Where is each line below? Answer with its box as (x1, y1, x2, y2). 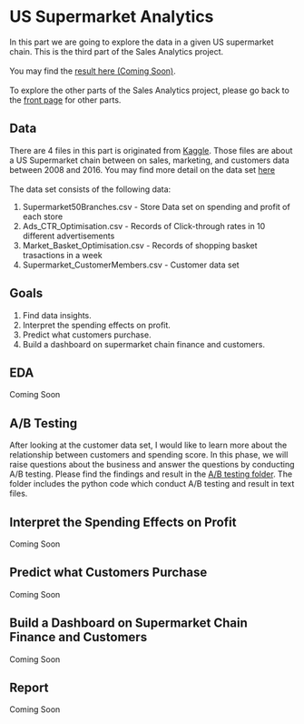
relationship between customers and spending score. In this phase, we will (9, 449, 289, 460)
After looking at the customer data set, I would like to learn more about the (9, 439, 288, 451)
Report (9, 680, 49, 696)
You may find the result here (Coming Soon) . (9, 65, 177, 76)
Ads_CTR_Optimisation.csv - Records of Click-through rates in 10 (22, 220, 266, 231)
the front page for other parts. (9, 94, 122, 106)
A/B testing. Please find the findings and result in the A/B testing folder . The (9, 468, 293, 479)
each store (22, 211, 64, 222)
